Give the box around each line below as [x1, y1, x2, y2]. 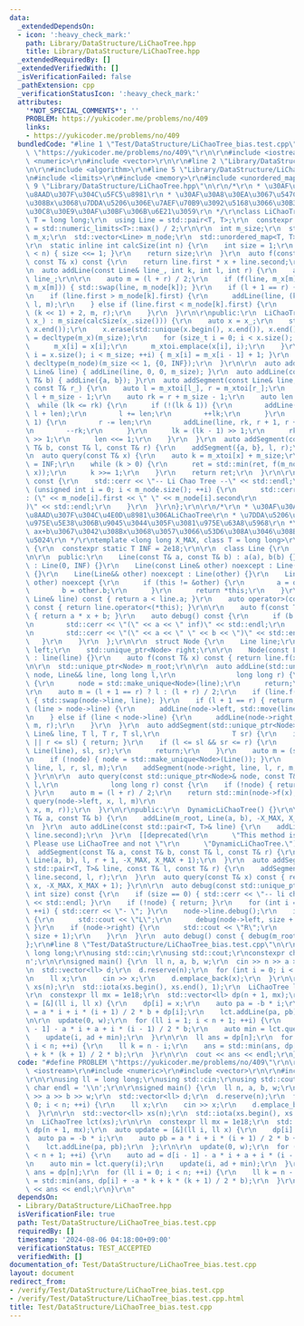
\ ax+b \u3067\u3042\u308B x [25, 527, 128, 537]
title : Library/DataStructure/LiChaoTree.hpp [25, 47, 201, 56]
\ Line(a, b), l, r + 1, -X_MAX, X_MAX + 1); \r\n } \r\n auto [25, 856, 270, 866]
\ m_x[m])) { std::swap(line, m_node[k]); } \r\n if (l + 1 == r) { [25, 283, 298, 292]
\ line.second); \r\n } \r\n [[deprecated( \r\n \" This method [25, 830, 285, 839]
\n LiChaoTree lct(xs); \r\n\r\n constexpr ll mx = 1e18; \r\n [25, 1117, 270, 1127]
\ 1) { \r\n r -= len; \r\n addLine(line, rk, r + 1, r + [25, 418, 298, 427]
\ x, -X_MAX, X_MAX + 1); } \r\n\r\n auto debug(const [25, 881, 237, 890]
